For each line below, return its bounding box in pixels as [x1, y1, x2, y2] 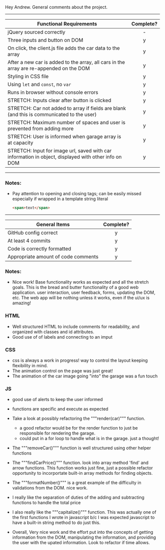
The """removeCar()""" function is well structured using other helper [12, 445, 151, 451]
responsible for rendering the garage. [19, 430, 96, 436]
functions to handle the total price [12, 500, 81, 506]
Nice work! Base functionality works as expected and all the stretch [12, 279, 149, 285]
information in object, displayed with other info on [7, 153, 122, 160]
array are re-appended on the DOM [7, 65, 90, 72]
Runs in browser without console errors [7, 89, 99, 95]
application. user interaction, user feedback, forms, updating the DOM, [12, 289, 156, 295]
